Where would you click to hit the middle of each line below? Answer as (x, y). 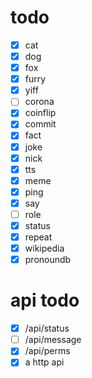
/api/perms (47, 351)
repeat (38, 237)
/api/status (47, 328)
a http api (44, 362)
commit (40, 124)
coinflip (40, 113)
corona (39, 102)
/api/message (53, 340)
